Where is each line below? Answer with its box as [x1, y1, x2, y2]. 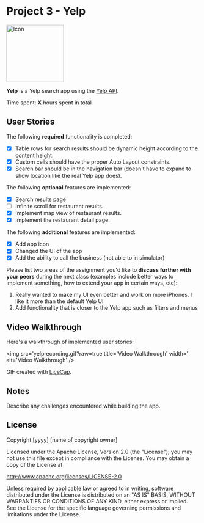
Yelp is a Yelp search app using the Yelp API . [6, 87, 119, 94]
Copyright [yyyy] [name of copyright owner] [6, 436, 118, 444]
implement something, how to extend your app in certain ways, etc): [6, 279, 178, 287]
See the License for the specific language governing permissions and [6, 504, 181, 511]
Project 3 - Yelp [6, 4, 86, 18]
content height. [15, 152, 54, 159]
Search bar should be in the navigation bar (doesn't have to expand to [15, 165, 191, 172]
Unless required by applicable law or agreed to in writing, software [6, 485, 174, 492]
